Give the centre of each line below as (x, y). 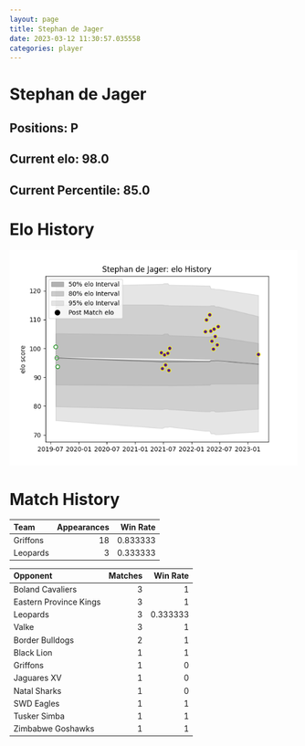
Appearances (83, 527)
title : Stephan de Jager (57, 29)
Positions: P (44, 128)
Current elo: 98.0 (59, 159)
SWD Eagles (37, 703)
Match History (65, 499)
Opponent (33, 576)
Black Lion (33, 652)
